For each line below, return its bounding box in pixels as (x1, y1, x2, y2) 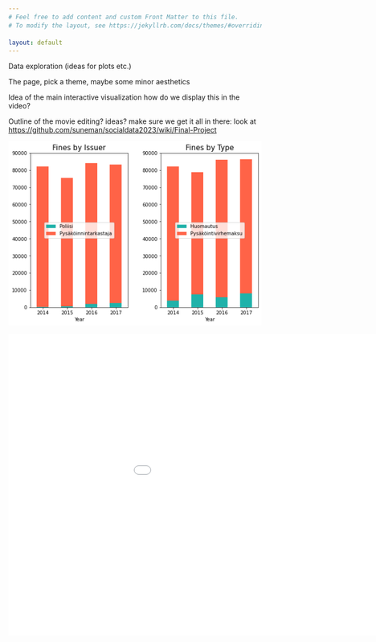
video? (8, 101, 31, 111)
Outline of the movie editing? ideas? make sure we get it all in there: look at (8, 117, 257, 126)
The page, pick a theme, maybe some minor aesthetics (8, 77, 190, 87)
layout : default (8, 39, 63, 47)
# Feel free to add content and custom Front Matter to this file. (8, 13, 239, 21)
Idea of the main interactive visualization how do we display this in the (8, 92, 240, 102)
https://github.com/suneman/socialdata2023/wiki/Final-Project (8, 125, 217, 135)
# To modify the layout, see (8, 21, 106, 30)
